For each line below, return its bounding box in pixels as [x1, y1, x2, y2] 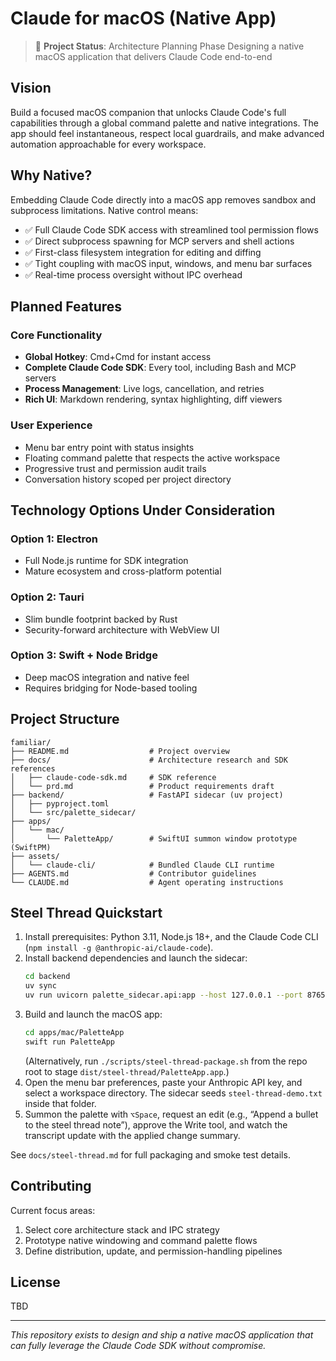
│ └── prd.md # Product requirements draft [10, 781, 275, 791]
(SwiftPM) [10, 842, 52, 852]
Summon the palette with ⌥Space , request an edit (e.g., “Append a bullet [24, 1108, 319, 1120]
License [10, 1274, 61, 1291]
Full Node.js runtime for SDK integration [24, 555, 189, 567]
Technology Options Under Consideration [10, 502, 276, 519]
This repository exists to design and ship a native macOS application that [10, 1329, 314, 1341]
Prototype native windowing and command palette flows [24, 1234, 258, 1246]
